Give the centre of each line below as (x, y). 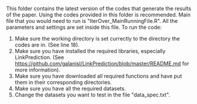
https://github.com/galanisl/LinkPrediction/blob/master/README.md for (102, 63)
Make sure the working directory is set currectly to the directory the (97, 38)
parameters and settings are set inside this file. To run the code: (84, 27)
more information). (37, 70)
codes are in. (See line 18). (47, 45)
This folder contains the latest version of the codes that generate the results (99, 9)
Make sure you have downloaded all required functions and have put (98, 76)
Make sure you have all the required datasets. (70, 88)
